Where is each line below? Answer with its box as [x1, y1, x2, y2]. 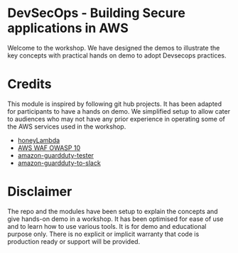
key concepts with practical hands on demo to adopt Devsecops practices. [7, 51, 227, 60]
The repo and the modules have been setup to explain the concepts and [7, 207, 218, 215]
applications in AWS [7, 20, 129, 36]
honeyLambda [17, 136, 60, 144]
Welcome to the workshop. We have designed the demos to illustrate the [7, 43, 220, 52]
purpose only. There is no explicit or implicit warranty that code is [7, 230, 200, 238]
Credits [7, 76, 52, 92]
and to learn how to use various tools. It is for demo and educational [7, 222, 207, 230]
